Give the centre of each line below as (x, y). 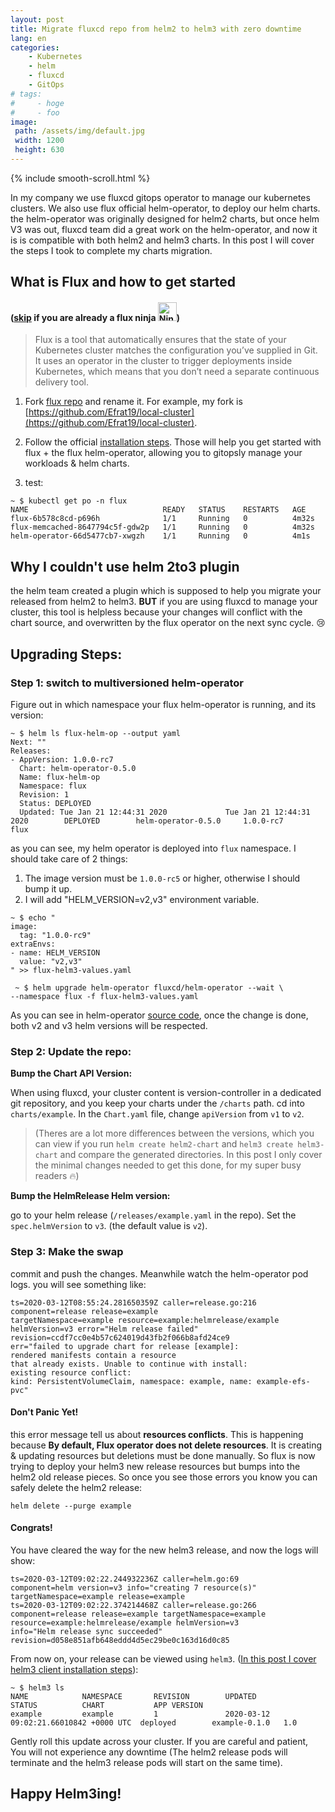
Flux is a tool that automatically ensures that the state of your (160, 340)
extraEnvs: (33, 944)
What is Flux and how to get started (123, 282)
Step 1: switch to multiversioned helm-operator (127, 683)
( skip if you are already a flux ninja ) (95, 317)
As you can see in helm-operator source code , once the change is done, (159, 1015)
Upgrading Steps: (66, 654)
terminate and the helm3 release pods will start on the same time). (146, 1762)
